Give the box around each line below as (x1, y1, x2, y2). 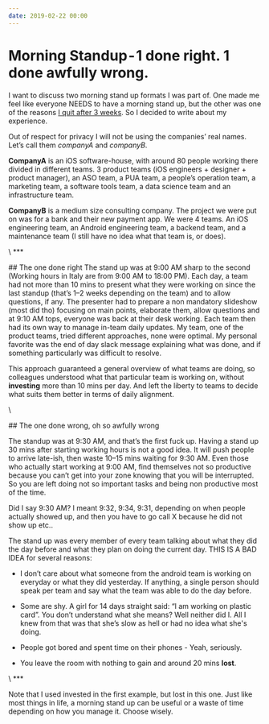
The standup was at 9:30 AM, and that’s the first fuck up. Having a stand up (8, 436, 259, 445)
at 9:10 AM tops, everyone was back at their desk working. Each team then (8, 313, 256, 323)
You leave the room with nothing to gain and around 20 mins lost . (19, 658, 237, 668)
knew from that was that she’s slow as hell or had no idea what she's (19, 618, 247, 628)
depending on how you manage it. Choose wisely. (8, 706, 173, 716)
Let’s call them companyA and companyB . (8, 140, 148, 150)
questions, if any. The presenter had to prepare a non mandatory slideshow (8, 296, 258, 306)
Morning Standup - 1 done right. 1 (8, 46, 230, 64)
